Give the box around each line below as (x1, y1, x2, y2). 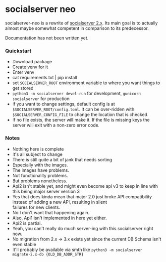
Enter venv (12, 69, 35, 75)
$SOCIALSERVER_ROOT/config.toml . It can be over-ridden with (12, 106, 135, 113)
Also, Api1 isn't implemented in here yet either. (12, 215, 107, 221)
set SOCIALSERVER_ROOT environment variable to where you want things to (12, 80, 160, 86)
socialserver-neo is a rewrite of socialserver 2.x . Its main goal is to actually (5, 20, 158, 26)
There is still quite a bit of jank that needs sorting (12, 156, 112, 162)
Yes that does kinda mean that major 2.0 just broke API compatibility (12, 193, 152, 200)
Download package (12, 59, 52, 65)
